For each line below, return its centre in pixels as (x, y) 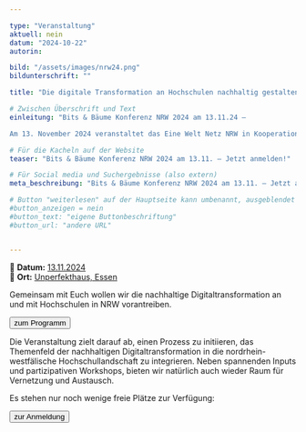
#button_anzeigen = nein (56, 208)
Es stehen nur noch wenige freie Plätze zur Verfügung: (112, 397)
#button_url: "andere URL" (61, 225)
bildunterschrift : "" (51, 76)
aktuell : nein (36, 34)
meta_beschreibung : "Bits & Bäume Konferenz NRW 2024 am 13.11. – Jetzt (150, 184)
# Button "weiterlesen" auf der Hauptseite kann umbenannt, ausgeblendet (153, 200)
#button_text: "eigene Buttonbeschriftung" (93, 216)
